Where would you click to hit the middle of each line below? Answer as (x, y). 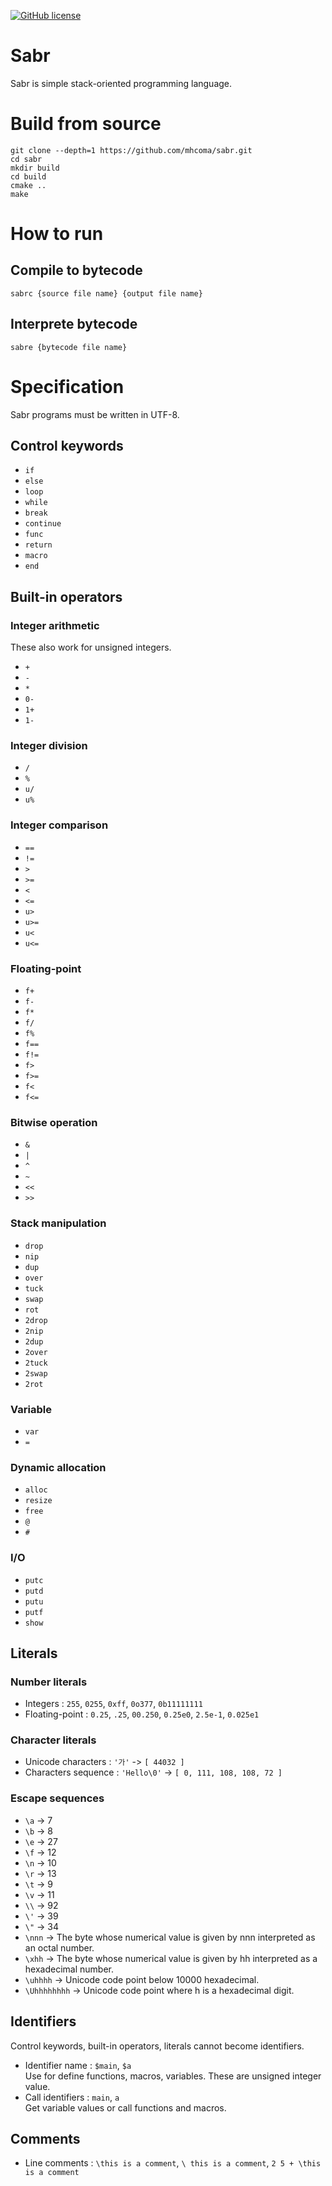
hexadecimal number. (69, 1969)
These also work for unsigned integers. (91, 647)
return (38, 545)
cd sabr (26, 159)
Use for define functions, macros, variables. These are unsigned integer (173, 2076)
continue (43, 524)
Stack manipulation (58, 1223)
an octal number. (59, 1947)
